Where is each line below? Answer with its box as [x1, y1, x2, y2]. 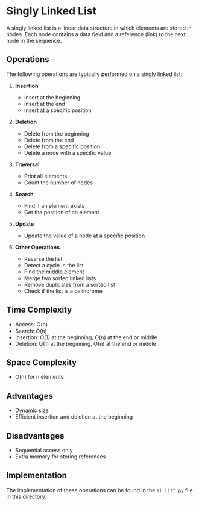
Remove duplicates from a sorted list [24, 281, 116, 288]
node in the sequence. [6, 37, 62, 44]
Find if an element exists [24, 202, 85, 209]
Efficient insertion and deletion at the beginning [14, 413, 133, 420]
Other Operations [14, 243, 60, 251]
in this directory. [6, 493, 46, 500]
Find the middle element [24, 268, 84, 275]
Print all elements [24, 172, 68, 180]
